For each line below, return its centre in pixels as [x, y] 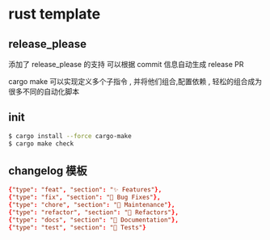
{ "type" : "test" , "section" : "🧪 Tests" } [78, 227]
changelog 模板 [48, 171]
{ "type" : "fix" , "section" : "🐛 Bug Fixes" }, [84, 198]
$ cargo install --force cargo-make [70, 136]
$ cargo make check [41, 143]
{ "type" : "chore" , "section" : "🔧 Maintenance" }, [92, 205]
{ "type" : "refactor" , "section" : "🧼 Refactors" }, [94, 213]
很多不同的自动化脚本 [44, 91]
